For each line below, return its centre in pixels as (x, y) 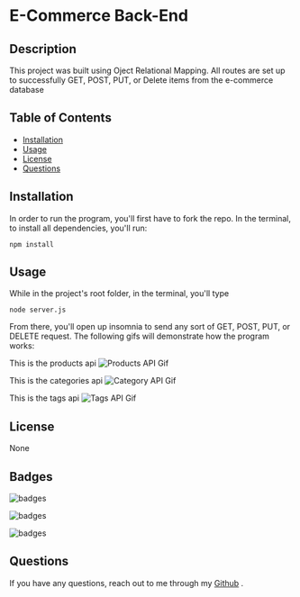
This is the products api (53, 363)
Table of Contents (61, 118)
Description (43, 49)
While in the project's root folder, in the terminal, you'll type (119, 294)
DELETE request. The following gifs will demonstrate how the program (140, 336)
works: (22, 346)
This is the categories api (56, 381)
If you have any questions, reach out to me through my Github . (127, 583)
